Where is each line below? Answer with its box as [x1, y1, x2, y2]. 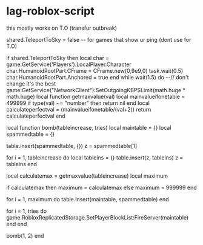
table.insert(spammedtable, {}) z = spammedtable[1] [6, 142, 138, 149]
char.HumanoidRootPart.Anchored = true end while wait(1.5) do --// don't [6, 73, 189, 81]
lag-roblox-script [6, 4, 95, 18]
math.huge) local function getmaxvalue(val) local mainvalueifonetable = [6, 93, 185, 100]
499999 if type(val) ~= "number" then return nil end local [6, 99, 150, 107]
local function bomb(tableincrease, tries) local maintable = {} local [6, 124, 171, 131]
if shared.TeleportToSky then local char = [6, 54, 110, 61]
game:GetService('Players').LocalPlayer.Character [6, 61, 131, 68]
